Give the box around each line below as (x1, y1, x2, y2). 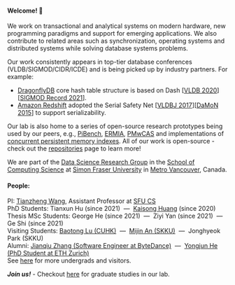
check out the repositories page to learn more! (7, 144, 141, 153)
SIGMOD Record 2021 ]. (20, 94, 87, 102)
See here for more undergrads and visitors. (7, 256, 131, 265)
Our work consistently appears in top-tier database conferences (7, 57, 192, 67)
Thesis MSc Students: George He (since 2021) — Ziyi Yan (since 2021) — (7, 211, 223, 221)
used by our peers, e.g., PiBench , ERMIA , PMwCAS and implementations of (7, 130, 225, 138)
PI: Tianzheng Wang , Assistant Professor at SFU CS (7, 197, 156, 205)
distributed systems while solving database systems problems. (7, 44, 189, 53)
